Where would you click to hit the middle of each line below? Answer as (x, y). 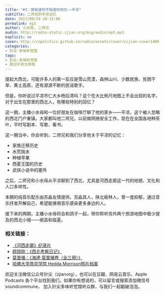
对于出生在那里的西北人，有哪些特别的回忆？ (50, 102)
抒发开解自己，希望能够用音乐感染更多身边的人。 (59, 203)
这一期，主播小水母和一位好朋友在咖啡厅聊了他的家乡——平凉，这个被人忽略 (82, 112)
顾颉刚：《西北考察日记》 (37, 252)
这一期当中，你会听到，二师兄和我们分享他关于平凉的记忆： (65, 135)
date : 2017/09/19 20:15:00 (33, 19)
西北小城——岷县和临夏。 (39, 220)
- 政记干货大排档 (20, 64)
